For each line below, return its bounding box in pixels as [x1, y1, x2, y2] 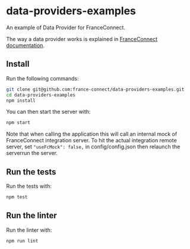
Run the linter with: [6, 226, 52, 234]
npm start [6, 120, 31, 126]
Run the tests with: [6, 183, 52, 190]
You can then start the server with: [6, 108, 91, 116]
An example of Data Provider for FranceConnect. [6, 24, 126, 31]
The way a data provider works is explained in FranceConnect [6, 35, 158, 42]
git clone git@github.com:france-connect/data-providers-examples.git [6, 86, 185, 92]
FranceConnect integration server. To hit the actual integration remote [6, 137, 177, 144]
